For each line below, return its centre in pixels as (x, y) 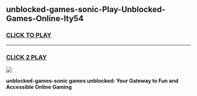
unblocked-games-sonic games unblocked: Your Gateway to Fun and (92, 80)
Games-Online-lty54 (45, 19)
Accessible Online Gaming (39, 87)
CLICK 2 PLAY (26, 57)
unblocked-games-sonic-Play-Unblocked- (86, 10)
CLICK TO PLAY (29, 35)
